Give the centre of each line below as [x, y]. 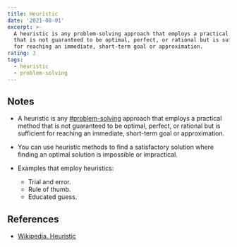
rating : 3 [22, 54]
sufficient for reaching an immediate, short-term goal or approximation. [121, 133]
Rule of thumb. [49, 189]
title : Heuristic [33, 14]
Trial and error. [49, 182]
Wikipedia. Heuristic [47, 236]
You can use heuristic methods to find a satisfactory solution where [115, 147]
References [33, 219]
